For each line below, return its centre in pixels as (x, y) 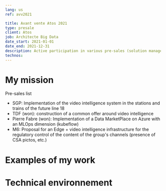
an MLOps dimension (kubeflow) (45, 124)
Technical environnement (59, 182)
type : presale (20, 28)
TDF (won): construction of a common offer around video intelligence (83, 114)
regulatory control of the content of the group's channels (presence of (84, 135)
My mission (29, 80)
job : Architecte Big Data (32, 37)
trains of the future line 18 (38, 108)
